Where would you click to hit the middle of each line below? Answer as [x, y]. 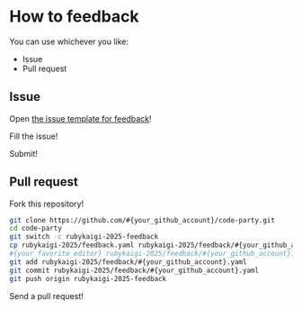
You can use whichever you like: [69, 41]
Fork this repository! [46, 204]
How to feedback [74, 17]
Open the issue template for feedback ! [80, 118]
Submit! [24, 153]
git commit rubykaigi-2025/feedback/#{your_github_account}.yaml [134, 270]
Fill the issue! [34, 136]
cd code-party [36, 228]
